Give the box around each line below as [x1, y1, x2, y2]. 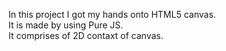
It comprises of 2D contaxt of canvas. [8, 30, 164, 41]
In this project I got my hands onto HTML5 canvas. [8, 9, 216, 20]
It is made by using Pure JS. [8, 19, 124, 31]
